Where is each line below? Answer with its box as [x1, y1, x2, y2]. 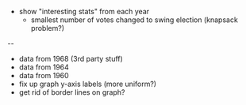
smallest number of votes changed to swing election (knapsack [30, 15, 239, 24]
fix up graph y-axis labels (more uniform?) [18, 79, 156, 88]
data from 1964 [18, 62, 69, 72]
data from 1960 [18, 71, 69, 80]
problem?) [30, 24, 65, 32]
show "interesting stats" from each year [18, 7, 150, 16]
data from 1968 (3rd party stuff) [18, 54, 124, 63]
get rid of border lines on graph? [18, 88, 125, 97]
